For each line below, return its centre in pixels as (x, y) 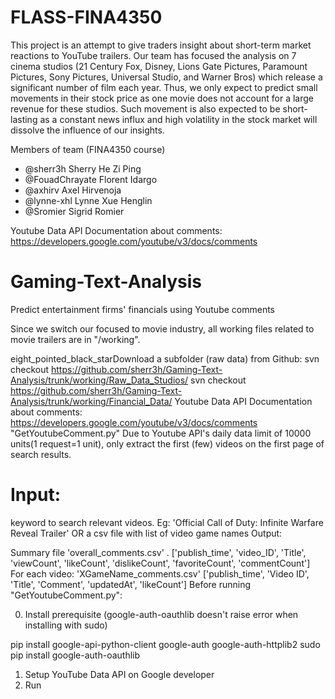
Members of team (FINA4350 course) (88, 149)
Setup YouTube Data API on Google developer (119, 674)
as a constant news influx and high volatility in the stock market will (178, 119)
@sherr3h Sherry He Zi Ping (83, 168)
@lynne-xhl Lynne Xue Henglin (88, 200)
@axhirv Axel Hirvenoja (73, 190)
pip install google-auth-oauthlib (75, 655)
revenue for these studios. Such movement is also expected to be (145, 108)
